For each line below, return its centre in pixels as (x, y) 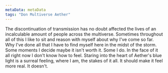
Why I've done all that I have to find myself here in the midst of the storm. (81, 44)
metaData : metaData (26, 10)
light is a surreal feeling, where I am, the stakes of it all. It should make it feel (84, 60)
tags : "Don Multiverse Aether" (38, 14)
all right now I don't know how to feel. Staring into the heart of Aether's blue (83, 55)
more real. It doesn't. (27, 66)
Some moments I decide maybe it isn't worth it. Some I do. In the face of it (82, 50)
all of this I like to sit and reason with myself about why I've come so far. (79, 39)
